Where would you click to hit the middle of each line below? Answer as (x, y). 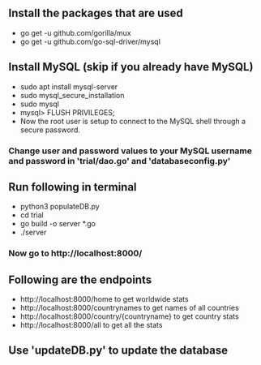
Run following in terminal (73, 187)
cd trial (32, 215)
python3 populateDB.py (60, 207)
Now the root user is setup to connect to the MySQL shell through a (133, 121)
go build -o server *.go (58, 224)
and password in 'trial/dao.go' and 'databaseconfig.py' (120, 161)
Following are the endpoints (80, 279)
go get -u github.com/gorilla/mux (75, 32)
